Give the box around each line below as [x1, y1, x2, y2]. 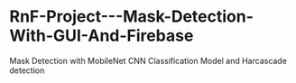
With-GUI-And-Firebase [9, 25, 194, 46]
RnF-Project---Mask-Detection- [9, 6, 254, 27]
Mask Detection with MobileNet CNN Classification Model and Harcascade [9, 55, 287, 66]
